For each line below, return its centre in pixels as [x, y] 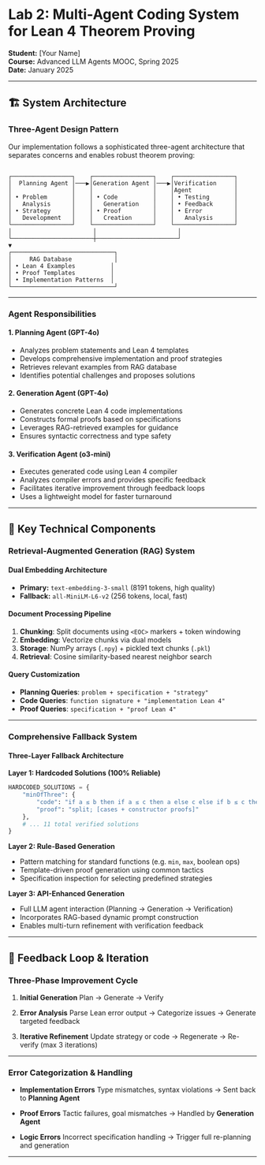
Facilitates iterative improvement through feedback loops [112, 488]
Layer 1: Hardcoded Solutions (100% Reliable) [84, 773]
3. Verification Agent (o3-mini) [60, 454]
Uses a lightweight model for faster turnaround [95, 497]
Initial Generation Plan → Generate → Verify [91, 998]
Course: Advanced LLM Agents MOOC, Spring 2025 [93, 61]
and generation [44, 1145]
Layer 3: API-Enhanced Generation [66, 894]
